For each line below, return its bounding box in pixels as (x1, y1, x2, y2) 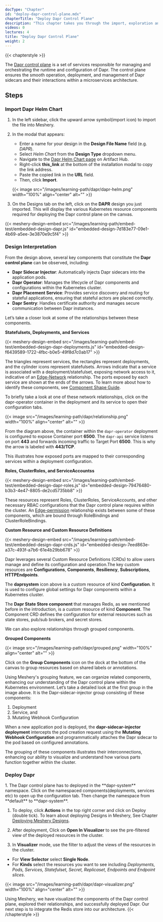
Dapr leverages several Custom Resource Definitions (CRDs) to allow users (5, 556, 155, 562)
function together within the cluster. (5, 759, 77, 765)
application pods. (12, 274, 47, 280)
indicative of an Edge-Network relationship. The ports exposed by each (5, 374, 148, 380)
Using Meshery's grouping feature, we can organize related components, (5, 674, 151, 680)
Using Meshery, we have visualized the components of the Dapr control (5, 896, 148, 902)
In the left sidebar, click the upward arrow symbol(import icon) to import (12, 117, 156, 123)
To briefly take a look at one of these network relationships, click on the (5, 394, 148, 400)
